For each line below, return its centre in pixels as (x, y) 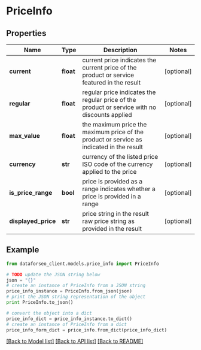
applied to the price (109, 172)
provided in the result (112, 229)
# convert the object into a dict (49, 313)
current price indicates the (119, 60)
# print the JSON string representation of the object (76, 297)
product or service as (112, 139)
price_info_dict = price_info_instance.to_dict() (69, 319)
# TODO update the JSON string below (53, 274)
